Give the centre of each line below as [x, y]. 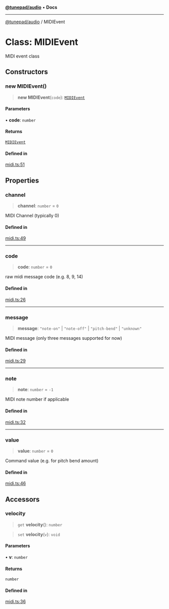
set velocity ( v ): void [39, 534]
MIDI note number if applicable [37, 399]
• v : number [17, 557]
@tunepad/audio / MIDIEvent [35, 22]
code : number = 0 [35, 267]
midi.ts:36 [16, 601]
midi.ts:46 [16, 483]
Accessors [23, 499]
